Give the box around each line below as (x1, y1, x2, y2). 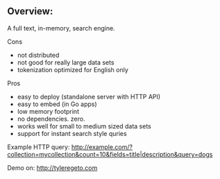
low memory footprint (17, 107, 80, 115)
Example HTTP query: (7, 142, 71, 151)
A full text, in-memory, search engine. (7, 24, 116, 32)
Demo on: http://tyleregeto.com (7, 163, 98, 172)
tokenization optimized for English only (17, 65, 128, 74)
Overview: (7, 6, 53, 17)
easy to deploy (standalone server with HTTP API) (17, 92, 161, 101)
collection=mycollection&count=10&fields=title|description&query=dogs (7, 150, 213, 158)
